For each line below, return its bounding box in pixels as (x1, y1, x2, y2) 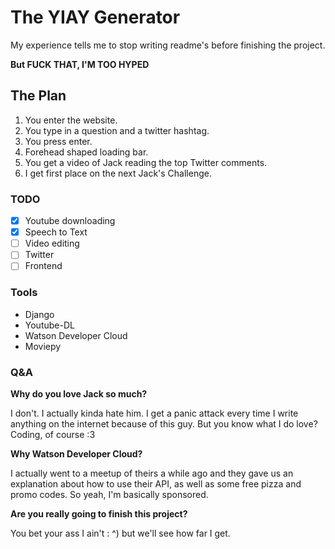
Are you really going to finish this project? (10, 507, 188, 520)
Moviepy (24, 340, 62, 352)
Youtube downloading (24, 215, 116, 227)
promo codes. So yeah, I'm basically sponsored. (10, 488, 209, 500)
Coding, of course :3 (10, 428, 96, 440)
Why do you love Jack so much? (10, 387, 148, 400)
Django (24, 308, 55, 320)
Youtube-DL (24, 319, 75, 331)
